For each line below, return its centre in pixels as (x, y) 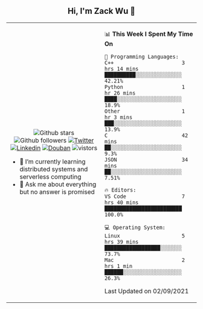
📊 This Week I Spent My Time (149, 34)
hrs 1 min (119, 266)
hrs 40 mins (122, 202)
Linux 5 (145, 236)
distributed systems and (54, 169)
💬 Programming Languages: (142, 56)
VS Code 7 (145, 196)
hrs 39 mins (122, 242)
